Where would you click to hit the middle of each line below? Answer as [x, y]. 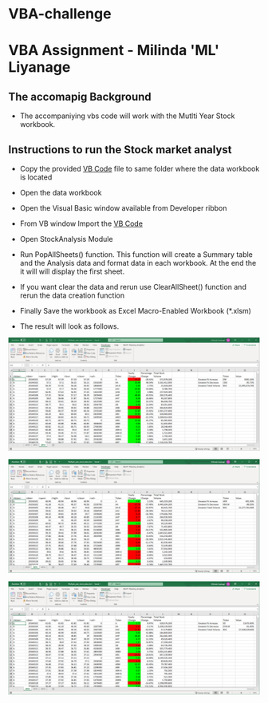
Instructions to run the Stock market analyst [120, 150]
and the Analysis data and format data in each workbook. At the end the [138, 263]
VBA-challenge [60, 14]
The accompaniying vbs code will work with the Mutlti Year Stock [127, 116]
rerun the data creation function [72, 295]
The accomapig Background [80, 97]
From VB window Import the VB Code [81, 223]
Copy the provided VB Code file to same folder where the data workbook [140, 169]
